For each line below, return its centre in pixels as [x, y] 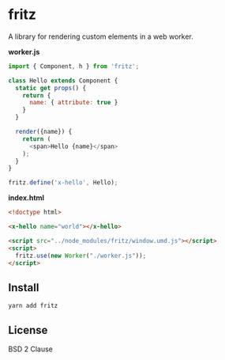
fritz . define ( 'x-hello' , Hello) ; [63, 183]
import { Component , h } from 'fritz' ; [74, 66]
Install [24, 288]
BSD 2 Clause [30, 349]
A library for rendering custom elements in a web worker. [101, 36]
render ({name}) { [44, 132]
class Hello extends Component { [63, 81]
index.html [26, 198]
